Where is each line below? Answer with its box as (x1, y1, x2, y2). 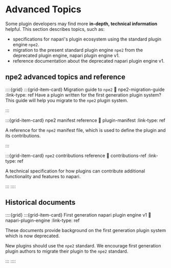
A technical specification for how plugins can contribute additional (5, 168, 145, 174)
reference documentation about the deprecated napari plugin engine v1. (12, 58, 165, 64)
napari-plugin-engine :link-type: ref (5, 217, 80, 223)
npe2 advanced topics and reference (5, 73, 125, 82)
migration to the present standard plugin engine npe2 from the (12, 47, 143, 53)
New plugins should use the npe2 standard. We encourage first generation (5, 242, 161, 248)
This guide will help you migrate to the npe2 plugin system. (5, 97, 129, 103)
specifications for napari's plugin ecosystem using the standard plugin (12, 36, 162, 42)
